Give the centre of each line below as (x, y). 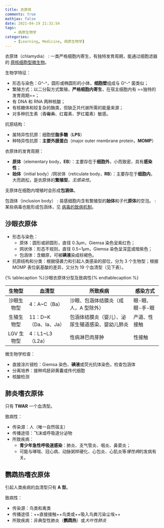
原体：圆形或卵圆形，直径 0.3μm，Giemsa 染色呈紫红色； (77, 243)
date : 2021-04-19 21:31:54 (32, 23)
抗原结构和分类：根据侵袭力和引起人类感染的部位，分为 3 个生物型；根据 (85, 261)
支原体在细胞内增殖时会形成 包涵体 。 (41, 190)
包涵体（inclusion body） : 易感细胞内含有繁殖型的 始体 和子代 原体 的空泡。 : (81, 201)
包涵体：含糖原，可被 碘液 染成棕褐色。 (58, 255)
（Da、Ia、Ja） (47, 324)
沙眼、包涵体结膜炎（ (94, 301)
